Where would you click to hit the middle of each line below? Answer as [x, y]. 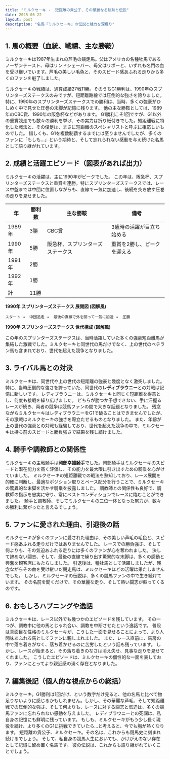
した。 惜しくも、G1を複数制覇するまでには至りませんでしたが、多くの [88, 133]
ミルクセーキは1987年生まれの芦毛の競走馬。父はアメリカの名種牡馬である [83, 59]
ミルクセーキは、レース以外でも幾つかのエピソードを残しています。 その [81, 619]
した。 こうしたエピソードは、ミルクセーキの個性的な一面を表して [88, 657]
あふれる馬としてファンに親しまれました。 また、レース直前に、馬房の [88, 638]
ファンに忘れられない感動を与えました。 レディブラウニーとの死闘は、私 [85, 713]
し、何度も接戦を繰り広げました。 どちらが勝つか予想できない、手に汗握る [83, 400]
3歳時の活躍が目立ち [136, 227]
